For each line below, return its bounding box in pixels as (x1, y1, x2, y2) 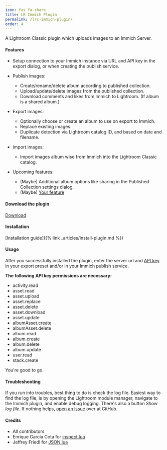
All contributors (12, 428, 45, 434)
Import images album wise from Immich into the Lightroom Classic (20, 154, 157, 160)
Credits (5, 417, 21, 423)
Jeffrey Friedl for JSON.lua (12, 439, 68, 445)
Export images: (12, 109, 44, 115)
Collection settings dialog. (20, 184, 74, 190)
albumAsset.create (12, 320, 52, 326)
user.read (12, 352, 33, 358)
